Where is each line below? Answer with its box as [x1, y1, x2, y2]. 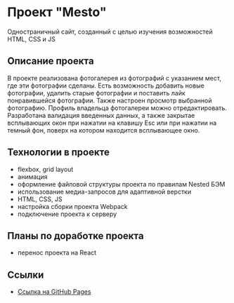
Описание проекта [7, 55, 94, 67]
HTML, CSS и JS [7, 34, 56, 43]
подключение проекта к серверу [17, 210, 117, 218]
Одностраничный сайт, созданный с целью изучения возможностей [7, 27, 213, 36]
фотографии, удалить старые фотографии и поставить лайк [7, 88, 186, 97]
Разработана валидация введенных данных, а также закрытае [7, 111, 195, 119]
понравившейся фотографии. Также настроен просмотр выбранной [7, 96, 212, 105]
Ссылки [7, 269, 44, 281]
